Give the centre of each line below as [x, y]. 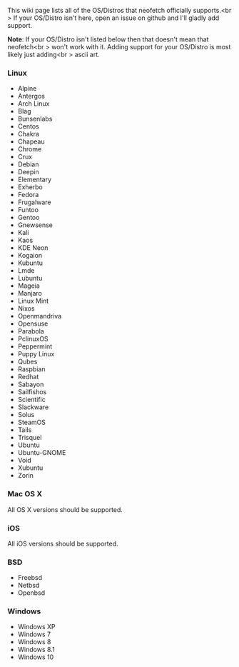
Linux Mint [33, 301]
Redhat [28, 377]
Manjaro [30, 294]
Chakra [28, 134]
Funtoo [28, 210]
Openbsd [31, 593]
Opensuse [33, 324]
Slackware [33, 407]
